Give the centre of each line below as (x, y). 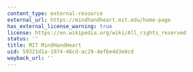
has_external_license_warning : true (60, 26)
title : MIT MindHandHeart (44, 45)
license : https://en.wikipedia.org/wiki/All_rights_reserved (97, 33)
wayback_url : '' (30, 58)
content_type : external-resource (55, 13)
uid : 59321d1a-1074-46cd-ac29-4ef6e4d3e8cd (71, 52)
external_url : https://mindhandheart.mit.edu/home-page (89, 20)
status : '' (23, 39)
